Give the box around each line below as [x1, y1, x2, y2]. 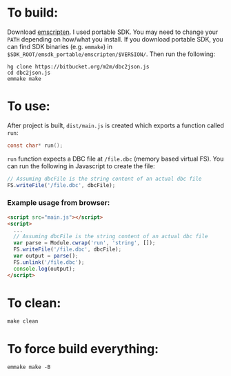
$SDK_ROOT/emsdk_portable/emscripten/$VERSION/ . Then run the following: [7, 50, 216, 58]
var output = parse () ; [13, 253, 79, 260]
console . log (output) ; [13, 265, 76, 272]
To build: [7, 5, 59, 21]
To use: [7, 98, 50, 114]
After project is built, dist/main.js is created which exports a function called [7, 121, 224, 129]
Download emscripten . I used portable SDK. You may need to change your [7, 28, 219, 36]
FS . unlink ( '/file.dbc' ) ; [13, 258, 85, 266]
